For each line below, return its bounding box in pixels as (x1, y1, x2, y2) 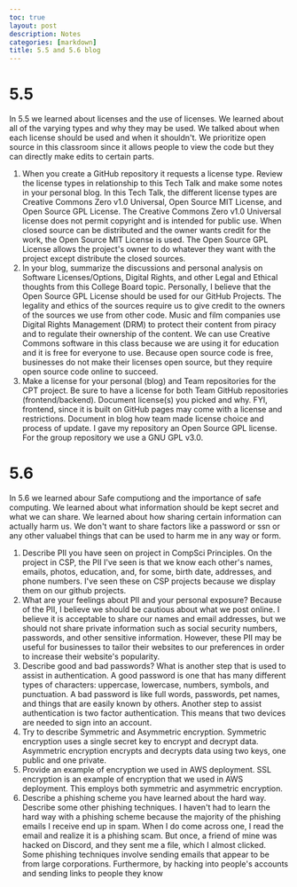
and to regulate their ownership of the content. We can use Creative (21, 329, 270, 340)
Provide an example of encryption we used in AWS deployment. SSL (21, 765, 272, 774)
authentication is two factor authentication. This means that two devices (21, 708, 286, 718)
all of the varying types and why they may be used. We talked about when (9, 123, 280, 134)
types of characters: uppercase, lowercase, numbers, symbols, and (21, 679, 270, 690)
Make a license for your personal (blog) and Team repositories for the (21, 376, 277, 387)
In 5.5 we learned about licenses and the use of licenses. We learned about (9, 114, 284, 124)
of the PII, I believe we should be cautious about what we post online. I (21, 604, 280, 615)
